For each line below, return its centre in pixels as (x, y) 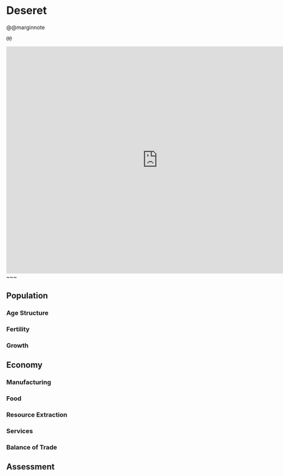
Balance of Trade (32, 448)
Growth (18, 346)
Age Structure (28, 313)
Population (27, 296)
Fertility (18, 329)
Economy (24, 365)
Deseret (27, 11)
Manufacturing (29, 382)
